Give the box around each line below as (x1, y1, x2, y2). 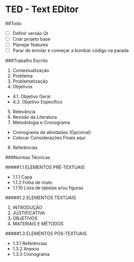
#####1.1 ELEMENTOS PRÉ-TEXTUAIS (5, 164, 85, 171)
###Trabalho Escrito (5, 57, 48, 64)
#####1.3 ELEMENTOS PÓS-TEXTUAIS (5, 231, 87, 237)
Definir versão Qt (12, 30, 49, 36)
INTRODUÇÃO (12, 205, 43, 211)
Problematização (12, 78, 48, 84)
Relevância (12, 109, 36, 115)
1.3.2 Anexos (12, 246, 39, 252)
